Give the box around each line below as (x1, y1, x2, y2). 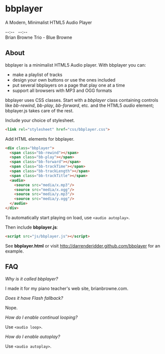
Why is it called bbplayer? (5, 275, 58, 281)
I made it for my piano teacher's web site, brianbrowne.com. (5, 285, 129, 291)
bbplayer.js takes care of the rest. (5, 107, 74, 113)
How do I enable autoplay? (5, 334, 61, 340)
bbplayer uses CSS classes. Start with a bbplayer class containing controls (5, 97, 159, 103)
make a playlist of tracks (12, 72, 63, 78)
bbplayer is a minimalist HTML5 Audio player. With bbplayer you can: (5, 62, 146, 68)
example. (5, 248, 24, 254)
